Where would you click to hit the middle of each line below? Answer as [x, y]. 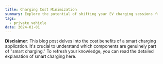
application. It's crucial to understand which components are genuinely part [81, 46]
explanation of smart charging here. [41, 56]
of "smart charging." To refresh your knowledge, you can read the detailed [80, 51]
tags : [10, 18]
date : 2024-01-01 [23, 27]
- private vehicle [28, 23]
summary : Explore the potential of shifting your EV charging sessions [79, 14]
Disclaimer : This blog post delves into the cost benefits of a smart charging [81, 41]
